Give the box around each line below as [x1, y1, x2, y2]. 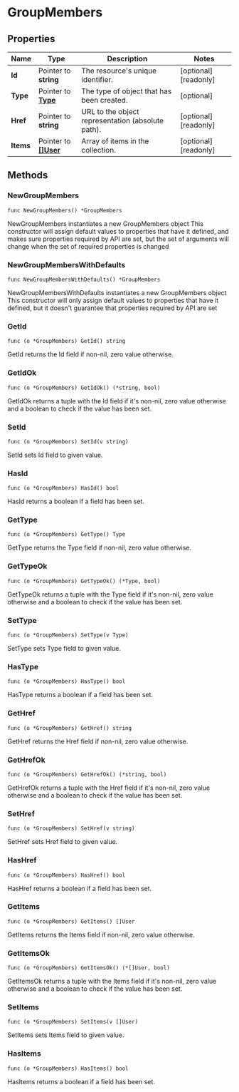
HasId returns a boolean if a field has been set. [7, 497, 144, 506]
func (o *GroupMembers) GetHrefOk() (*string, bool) [7, 771, 167, 778]
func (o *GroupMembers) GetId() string [7, 338, 126, 345]
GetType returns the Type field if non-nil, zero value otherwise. [7, 543, 192, 552]
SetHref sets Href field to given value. [7, 838, 118, 846]
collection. [81, 145, 116, 155]
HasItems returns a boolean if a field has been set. [7, 1077, 155, 1086]
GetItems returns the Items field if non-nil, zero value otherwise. [7, 930, 195, 939]
